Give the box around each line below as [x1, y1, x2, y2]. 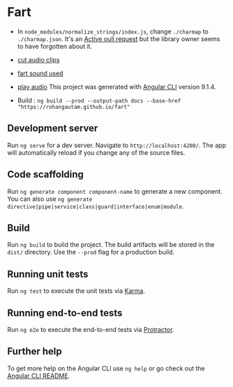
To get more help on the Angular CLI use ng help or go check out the [7, 364, 205, 372]
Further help [7, 346, 63, 358]
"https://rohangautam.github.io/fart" [17, 103, 130, 110]
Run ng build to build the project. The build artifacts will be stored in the [7, 241, 215, 249]
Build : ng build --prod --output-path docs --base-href [17, 96, 181, 105]
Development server [7, 123, 98, 135]
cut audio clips [17, 55, 60, 63]
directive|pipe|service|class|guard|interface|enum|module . [7, 202, 184, 210]
